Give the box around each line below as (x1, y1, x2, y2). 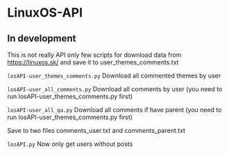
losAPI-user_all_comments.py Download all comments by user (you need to (7, 85, 223, 93)
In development (7, 33, 76, 44)
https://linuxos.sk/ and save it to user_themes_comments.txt (7, 58, 179, 66)
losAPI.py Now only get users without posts (7, 140, 133, 148)
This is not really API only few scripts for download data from (7, 51, 182, 59)
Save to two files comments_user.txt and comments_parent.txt (7, 127, 186, 134)
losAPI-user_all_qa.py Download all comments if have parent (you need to (7, 106, 222, 113)
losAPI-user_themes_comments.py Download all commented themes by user (7, 71, 221, 80)
